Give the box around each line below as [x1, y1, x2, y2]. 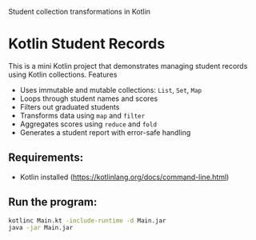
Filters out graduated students [19, 102, 120, 111]
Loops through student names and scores [19, 94, 158, 103]
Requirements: [8, 151, 84, 165]
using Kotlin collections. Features [8, 70, 118, 79]
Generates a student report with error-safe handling [19, 127, 191, 137]
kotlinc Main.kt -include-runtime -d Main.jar [8, 216, 166, 225]
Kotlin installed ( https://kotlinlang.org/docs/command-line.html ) [19, 172, 230, 182]
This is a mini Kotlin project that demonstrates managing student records [8, 61, 248, 70]
